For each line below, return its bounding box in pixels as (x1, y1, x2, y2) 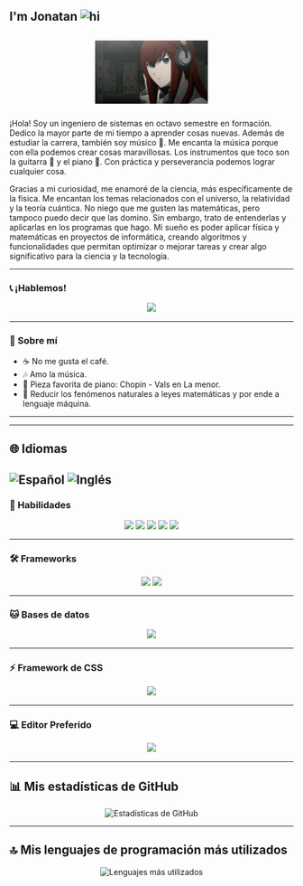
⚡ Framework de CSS (9, 662, 104, 674)
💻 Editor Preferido (9, 718, 92, 730)
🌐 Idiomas (9, 441, 68, 457)
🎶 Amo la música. (22, 368, 87, 380)
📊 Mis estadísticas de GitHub (9, 779, 179, 795)
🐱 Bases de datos (9, 608, 90, 621)
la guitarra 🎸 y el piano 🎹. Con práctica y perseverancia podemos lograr (9, 156, 275, 167)
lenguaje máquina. (22, 398, 92, 409)
